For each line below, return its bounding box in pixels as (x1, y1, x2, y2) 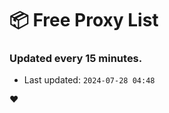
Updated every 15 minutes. (9, 52, 143, 66)
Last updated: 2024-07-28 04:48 (23, 74, 156, 86)
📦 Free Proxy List (9, 9, 159, 32)
